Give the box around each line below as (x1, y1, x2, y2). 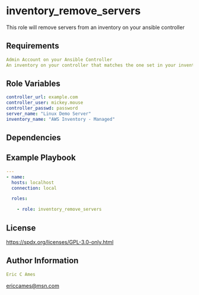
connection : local (11, 185, 57, 191)
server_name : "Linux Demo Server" (6, 111, 92, 117)
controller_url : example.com (6, 94, 78, 100)
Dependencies (6, 133, 61, 143)
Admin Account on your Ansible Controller (6, 56, 113, 63)
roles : (11, 195, 28, 202)
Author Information (6, 256, 79, 266)
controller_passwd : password (6, 105, 78, 111)
